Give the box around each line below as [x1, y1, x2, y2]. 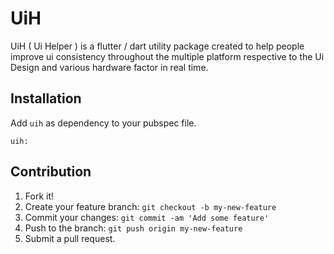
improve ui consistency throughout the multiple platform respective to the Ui [10, 50, 325, 62]
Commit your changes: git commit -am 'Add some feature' [24, 211, 270, 223]
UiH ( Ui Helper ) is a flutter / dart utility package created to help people [10, 40, 305, 52]
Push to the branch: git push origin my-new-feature [24, 222, 243, 234]
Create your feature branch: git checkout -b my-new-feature [24, 200, 277, 212]
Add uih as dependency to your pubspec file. [10, 117, 197, 129]
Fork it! [24, 190, 55, 202]
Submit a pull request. [24, 232, 116, 244]
